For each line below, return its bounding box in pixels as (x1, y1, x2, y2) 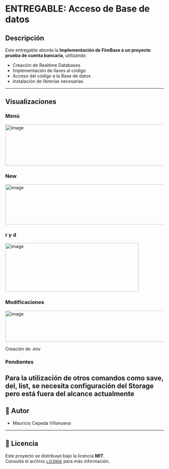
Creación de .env (5, 346, 41, 352)
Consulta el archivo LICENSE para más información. (5, 458, 110, 464)
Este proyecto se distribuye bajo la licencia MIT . (5, 452, 105, 458)
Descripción (5, 34, 44, 42)
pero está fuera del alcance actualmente (5, 389, 135, 398)
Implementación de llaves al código (12, 67, 86, 73)
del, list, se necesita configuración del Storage (5, 381, 154, 390)
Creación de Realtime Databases (12, 62, 80, 68)
